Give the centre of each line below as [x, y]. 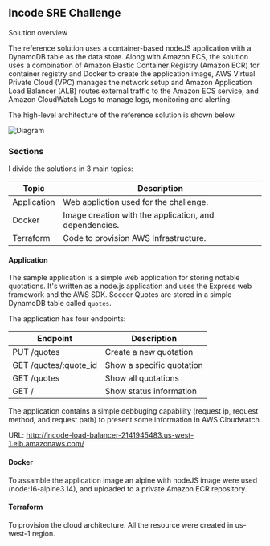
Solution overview [38, 32]
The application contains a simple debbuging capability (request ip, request [133, 411]
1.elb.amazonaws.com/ [46, 444]
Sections [26, 151]
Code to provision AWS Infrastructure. [135, 238]
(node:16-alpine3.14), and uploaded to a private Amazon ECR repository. [128, 488]
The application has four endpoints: [67, 319]
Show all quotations [142, 378]
